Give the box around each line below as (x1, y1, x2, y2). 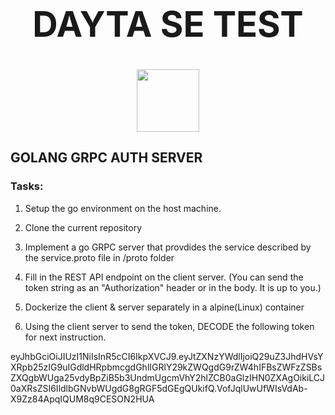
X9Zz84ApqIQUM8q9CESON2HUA (10, 393, 155, 405)
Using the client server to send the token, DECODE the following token (24, 320, 315, 332)
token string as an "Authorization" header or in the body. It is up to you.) (24, 281, 322, 293)
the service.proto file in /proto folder (24, 251, 175, 263)
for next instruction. (24, 331, 107, 343)
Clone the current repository (24, 221, 143, 233)
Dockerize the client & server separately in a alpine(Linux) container (24, 301, 305, 313)
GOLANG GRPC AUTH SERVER (10, 149, 203, 167)
